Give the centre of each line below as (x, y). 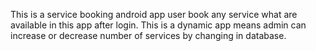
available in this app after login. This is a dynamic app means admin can (158, 25)
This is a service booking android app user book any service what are (154, 14)
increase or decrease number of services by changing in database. (148, 35)
